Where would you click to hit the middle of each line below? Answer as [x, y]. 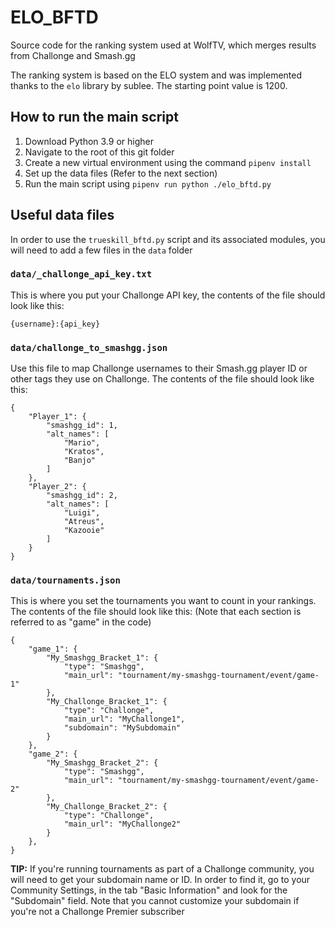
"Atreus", [84, 522]
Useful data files [62, 215]
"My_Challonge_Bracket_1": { [107, 702]
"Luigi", [82, 513]
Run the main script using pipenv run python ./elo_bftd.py [148, 183]
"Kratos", [84, 452]
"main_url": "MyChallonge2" [122, 824]
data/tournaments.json [65, 580]
